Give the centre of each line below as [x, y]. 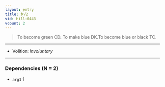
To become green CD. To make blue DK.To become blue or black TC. [87, 37]
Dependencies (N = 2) [32, 68]
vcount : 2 [15, 23]
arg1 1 [18, 79]
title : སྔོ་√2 [17, 14]
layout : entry [20, 10]
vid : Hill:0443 [21, 19]
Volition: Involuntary [32, 51]
